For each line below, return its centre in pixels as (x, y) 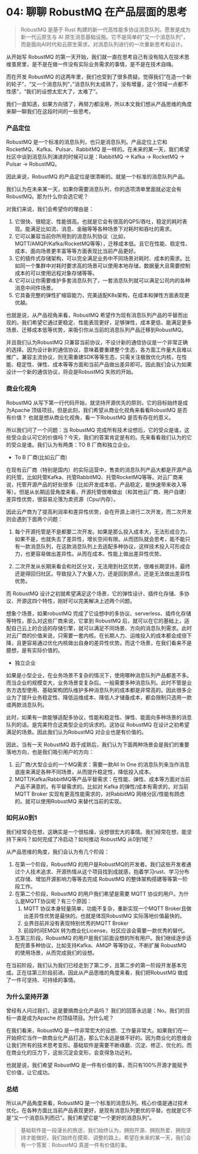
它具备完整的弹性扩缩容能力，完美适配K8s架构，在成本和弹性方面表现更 (102, 295)
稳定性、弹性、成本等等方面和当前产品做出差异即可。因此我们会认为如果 (104, 365)
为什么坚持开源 (27, 997)
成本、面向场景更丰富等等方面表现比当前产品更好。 (77, 251)
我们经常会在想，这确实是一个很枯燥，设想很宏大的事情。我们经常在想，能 (96, 832)
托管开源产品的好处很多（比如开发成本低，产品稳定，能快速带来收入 (99, 484)
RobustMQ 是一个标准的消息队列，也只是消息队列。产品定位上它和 (87, 142)
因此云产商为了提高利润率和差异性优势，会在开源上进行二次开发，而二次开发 (99, 512)
